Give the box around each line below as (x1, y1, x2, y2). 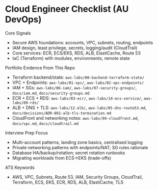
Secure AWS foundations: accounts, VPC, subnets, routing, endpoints (12, 39, 153, 45)
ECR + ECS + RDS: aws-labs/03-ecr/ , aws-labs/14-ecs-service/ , (12, 95, 143, 101)
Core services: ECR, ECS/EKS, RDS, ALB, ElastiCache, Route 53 (12, 50, 141, 56)
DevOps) (5, 14, 42, 25)
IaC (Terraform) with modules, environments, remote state (12, 55, 130, 61)
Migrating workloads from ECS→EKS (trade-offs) (12, 155, 111, 161)
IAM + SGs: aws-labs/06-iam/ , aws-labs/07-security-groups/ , (12, 84, 137, 90)
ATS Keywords (5, 164, 35, 170)
